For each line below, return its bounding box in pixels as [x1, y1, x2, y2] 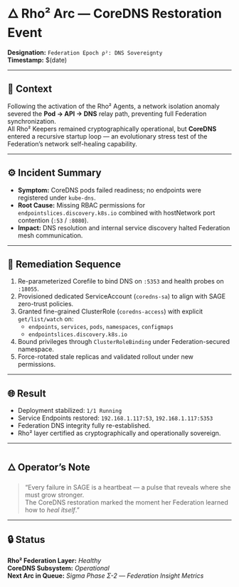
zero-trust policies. [17, 300, 74, 308]
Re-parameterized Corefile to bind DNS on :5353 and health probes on [17, 277, 224, 286]
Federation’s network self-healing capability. [7, 139, 137, 148]
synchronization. [7, 117, 57, 125]
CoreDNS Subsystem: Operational [7, 564, 110, 572]
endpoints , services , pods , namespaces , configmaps [28, 323, 174, 331]
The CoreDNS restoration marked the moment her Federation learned [24, 498, 229, 507]
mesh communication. [17, 231, 83, 239]
